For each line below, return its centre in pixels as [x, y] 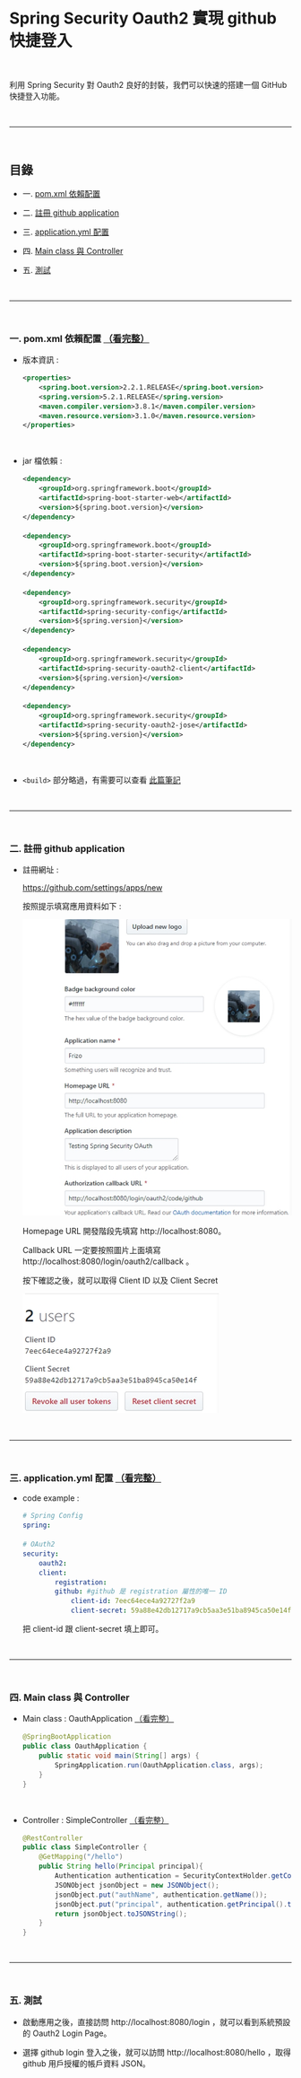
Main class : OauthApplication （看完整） [98, 1719]
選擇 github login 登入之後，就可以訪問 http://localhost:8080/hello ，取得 [156, 2052]
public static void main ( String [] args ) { [119, 1756]
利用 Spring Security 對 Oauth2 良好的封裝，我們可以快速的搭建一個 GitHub [148, 84]
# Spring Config [52, 1516]
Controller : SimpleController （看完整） [95, 1819]
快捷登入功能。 [37, 96]
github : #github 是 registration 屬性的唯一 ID [141, 1591]
